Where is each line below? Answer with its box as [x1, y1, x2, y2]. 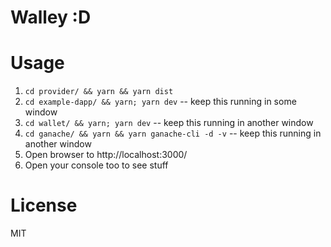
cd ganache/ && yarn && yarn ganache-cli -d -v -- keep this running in [24, 127, 322, 140]
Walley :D [10, 6, 92, 29]
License [10, 194, 78, 217]
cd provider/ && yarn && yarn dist [24, 87, 174, 97]
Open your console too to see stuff [24, 159, 169, 171]
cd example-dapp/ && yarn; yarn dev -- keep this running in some [24, 96, 297, 108]
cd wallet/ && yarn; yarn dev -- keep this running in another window [24, 117, 314, 129]
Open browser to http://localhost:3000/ [24, 149, 188, 161]
